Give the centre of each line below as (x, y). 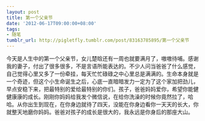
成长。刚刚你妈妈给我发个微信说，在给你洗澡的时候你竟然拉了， (107, 97)
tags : (13, 29)
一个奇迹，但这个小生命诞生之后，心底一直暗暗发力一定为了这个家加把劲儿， (103, 81)
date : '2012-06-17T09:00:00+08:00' (52, 23)
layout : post (23, 12)
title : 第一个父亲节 (30, 18)
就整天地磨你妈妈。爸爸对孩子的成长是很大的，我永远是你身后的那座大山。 (100, 112)
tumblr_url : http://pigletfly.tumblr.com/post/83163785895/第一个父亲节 (98, 40)
